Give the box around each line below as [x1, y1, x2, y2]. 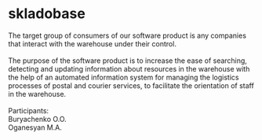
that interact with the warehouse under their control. [8, 39, 176, 48]
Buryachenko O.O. [8, 114, 67, 123]
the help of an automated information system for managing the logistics [8, 72, 239, 82]
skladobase [8, 5, 86, 23]
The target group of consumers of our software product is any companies [8, 31, 247, 40]
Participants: [8, 105, 49, 115]
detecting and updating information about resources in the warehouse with [8, 64, 250, 73]
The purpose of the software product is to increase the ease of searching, [8, 56, 247, 65]
